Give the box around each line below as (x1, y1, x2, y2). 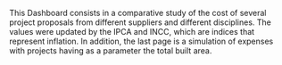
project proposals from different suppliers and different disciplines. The (9, 17, 272, 28)
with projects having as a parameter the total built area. (9, 45, 212, 56)
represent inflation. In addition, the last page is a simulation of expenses (9, 36, 274, 46)
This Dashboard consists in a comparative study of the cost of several (9, 8, 267, 18)
